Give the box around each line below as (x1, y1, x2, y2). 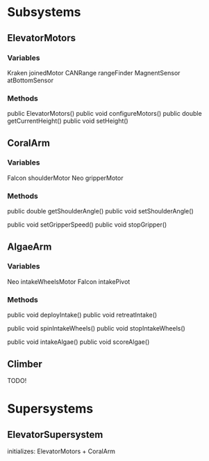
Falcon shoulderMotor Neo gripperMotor (7, 174, 124, 182)
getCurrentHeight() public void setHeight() (7, 116, 128, 126)
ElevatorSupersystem (7, 428, 103, 440)
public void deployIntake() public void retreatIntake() (7, 311, 158, 319)
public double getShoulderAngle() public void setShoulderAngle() (7, 207, 194, 216)
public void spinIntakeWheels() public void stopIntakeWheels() (7, 324, 185, 333)
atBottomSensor (7, 76, 54, 84)
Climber (7, 358, 43, 370)
